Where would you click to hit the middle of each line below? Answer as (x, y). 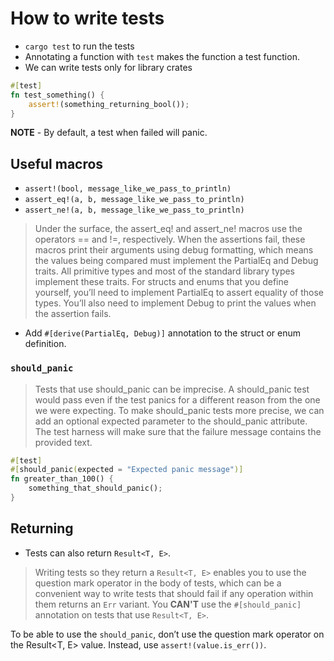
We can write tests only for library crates (108, 67)
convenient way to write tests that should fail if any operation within (174, 593)
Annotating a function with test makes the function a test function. (162, 56)
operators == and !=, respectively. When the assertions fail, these (170, 239)
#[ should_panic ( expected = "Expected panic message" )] (127, 470)
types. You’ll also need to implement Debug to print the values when (175, 303)
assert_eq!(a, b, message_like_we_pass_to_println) (134, 200)
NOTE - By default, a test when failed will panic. (109, 133)
